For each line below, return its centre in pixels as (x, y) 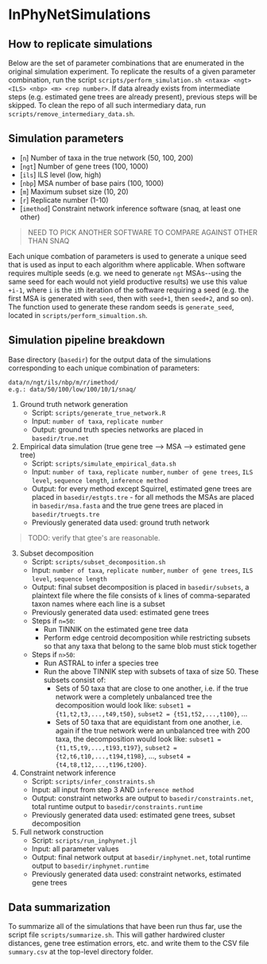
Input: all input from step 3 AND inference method (113, 789)
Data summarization (60, 908)
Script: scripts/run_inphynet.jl (84, 840)
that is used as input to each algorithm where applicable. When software (127, 265)
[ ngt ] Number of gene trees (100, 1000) (84, 166)
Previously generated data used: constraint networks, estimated (136, 874)
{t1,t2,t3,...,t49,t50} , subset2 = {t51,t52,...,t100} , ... (151, 714)
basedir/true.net (60, 439)
